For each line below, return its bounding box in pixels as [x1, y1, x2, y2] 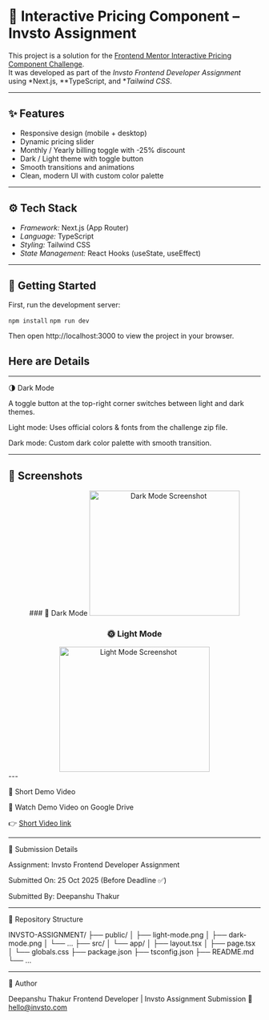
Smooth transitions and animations [19, 162, 134, 171]
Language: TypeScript [19, 231, 94, 241]
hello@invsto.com [8, 1002, 68, 1012]
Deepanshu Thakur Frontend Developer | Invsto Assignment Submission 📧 [8, 994, 253, 1004]
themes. [8, 408, 35, 417]
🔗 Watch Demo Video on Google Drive [8, 802, 134, 812]
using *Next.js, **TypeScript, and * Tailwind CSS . [8, 76, 172, 86]
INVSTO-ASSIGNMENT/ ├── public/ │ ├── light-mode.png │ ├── [8, 930, 227, 940]
